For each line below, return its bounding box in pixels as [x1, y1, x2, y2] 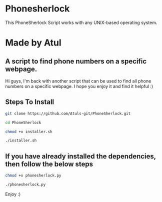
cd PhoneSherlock [5, 120, 41, 125]
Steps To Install [5, 98, 54, 106]
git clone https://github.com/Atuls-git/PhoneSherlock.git [5, 111, 131, 116]
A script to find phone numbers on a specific [5, 57, 147, 65]
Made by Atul [5, 37, 61, 48]
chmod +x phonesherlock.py [5, 173, 61, 178]
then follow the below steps [5, 159, 93, 168]
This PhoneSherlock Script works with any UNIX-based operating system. [5, 19, 157, 25]
